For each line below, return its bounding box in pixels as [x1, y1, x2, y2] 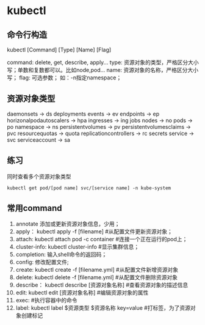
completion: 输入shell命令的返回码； [15, 251, 107, 258]
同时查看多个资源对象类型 [7, 172, 71, 180]
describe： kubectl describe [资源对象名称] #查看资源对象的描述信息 [15, 282, 189, 289]
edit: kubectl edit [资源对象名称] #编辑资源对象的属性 [15, 289, 149, 296]
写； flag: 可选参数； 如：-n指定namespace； [7, 74, 122, 81]
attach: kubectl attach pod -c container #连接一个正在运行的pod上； [15, 236, 188, 243]
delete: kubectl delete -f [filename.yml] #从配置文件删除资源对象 [15, 274, 178, 281]
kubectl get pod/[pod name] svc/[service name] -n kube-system [7, 184, 171, 191]
